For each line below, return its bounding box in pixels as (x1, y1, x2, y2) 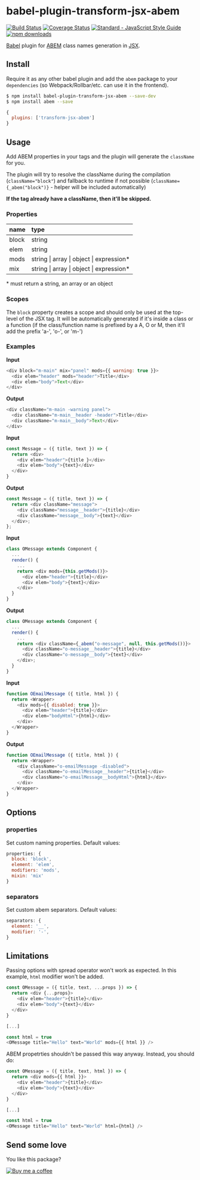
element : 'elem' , (11, 862, 55, 868)
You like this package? (6, 1155, 61, 1163)
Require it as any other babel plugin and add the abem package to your (6, 75, 178, 82)
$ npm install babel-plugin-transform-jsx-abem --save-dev (6, 93, 156, 99)
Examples (6, 343, 36, 351)
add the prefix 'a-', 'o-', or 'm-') (6, 328, 83, 335)
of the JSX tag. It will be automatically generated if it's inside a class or (19, 315, 193, 322)
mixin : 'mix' (11, 873, 44, 879)
